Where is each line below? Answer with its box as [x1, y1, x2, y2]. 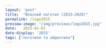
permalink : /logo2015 [5, 16, 50, 21]
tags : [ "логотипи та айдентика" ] [5, 35, 75, 40]
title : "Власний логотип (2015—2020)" [5, 12, 88, 17]
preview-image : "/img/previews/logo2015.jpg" [5, 21, 101, 26]
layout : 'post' [5, 7, 37, 12]
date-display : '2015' [5, 30, 50, 35]
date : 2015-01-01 [5, 26, 46, 31]
